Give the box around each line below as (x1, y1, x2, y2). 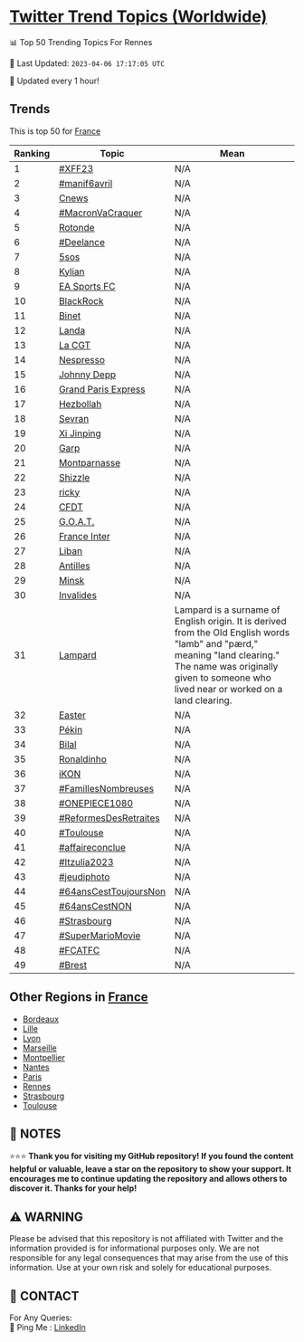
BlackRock (58, 294, 104, 307)
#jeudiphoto (58, 871, 110, 883)
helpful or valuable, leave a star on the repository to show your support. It (9, 1164, 292, 1175)
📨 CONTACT (9, 1288, 80, 1304)
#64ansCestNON (58, 899, 133, 912)
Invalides (58, 588, 98, 601)
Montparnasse (58, 456, 120, 469)
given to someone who (174, 671, 271, 684)
